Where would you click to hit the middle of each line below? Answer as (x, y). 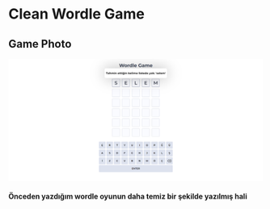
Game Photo (40, 44)
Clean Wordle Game (77, 14)
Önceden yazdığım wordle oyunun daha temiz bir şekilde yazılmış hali (128, 196)
